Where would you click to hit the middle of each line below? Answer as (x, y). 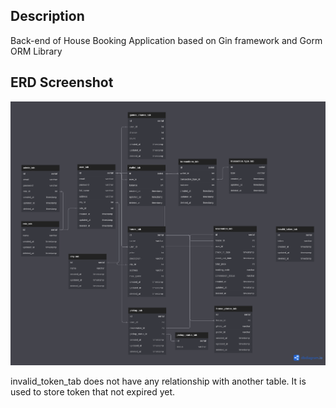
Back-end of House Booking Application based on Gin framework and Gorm (166, 40)
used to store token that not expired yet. (93, 391)
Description (47, 16)
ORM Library (36, 51)
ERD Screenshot (62, 82)
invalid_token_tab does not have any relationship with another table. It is (158, 381)
